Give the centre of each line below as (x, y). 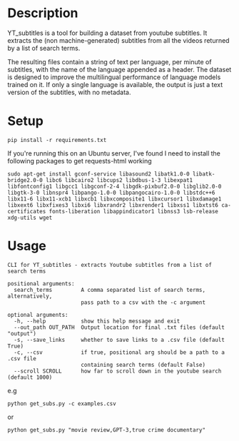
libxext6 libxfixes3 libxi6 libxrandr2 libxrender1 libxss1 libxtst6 (113, 205)
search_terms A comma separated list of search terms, (110, 290)
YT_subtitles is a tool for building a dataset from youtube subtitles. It (107, 33)
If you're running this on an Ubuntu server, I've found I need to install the (114, 153)
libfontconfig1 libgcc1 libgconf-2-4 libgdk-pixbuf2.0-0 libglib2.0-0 (115, 186)
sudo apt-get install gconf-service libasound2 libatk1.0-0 (99, 174)
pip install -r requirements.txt (57, 140)
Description (43, 13)
